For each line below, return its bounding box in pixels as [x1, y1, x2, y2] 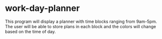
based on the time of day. [5, 29, 56, 34]
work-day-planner [5, 3, 80, 14]
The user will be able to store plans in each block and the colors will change [5, 23, 156, 29]
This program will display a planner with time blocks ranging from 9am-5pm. [5, 19, 157, 24]
